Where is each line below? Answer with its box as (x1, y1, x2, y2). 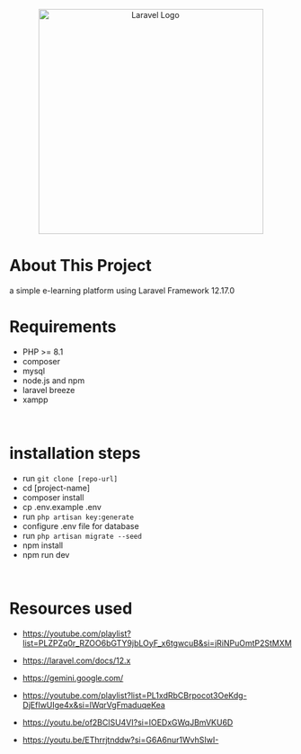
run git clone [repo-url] (22, 472, 119, 483)
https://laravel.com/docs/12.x (22, 655, 131, 666)
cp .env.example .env (22, 501, 102, 512)
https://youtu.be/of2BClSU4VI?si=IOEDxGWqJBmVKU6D (22, 716, 234, 728)
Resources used (9, 598, 133, 618)
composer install (22, 491, 84, 503)
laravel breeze (22, 384, 75, 395)
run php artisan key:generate (22, 511, 135, 522)
